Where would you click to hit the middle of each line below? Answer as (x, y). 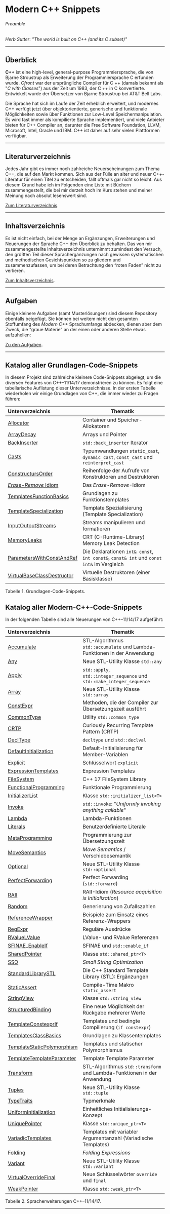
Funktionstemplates (106, 500)
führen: (13, 399)
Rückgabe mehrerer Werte (114, 1013)
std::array (96, 695)
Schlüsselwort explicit (111, 763)
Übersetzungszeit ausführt (115, 709)
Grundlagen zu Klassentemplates (122, 1036)
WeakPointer (23, 1189)
